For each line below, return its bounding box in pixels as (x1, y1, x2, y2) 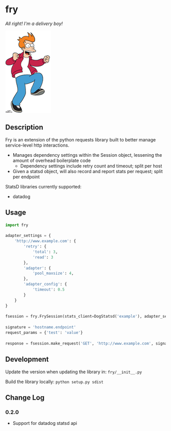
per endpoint (12, 174, 40, 180)
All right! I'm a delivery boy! (5, 20, 63, 27)
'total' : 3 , (32, 249, 58, 254)
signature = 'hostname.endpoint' (5, 325, 76, 330)
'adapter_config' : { (23, 282, 67, 287)
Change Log (5, 393, 45, 402)
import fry (5, 222, 28, 228)
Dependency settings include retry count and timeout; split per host (20, 162, 162, 169)
